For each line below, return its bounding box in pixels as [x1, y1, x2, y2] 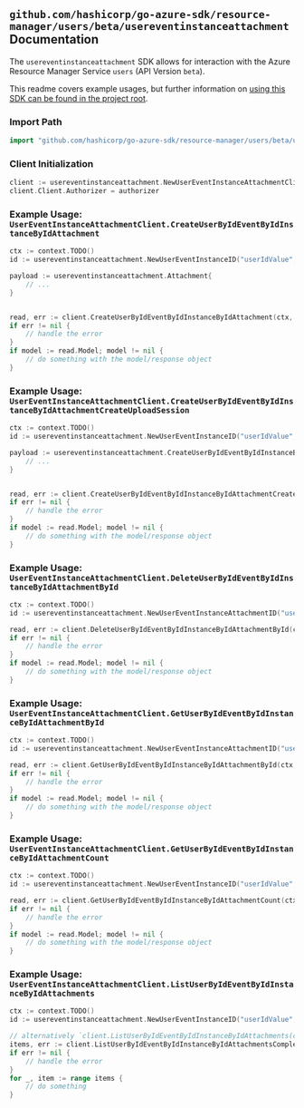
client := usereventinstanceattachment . [9, 178, 165, 188]
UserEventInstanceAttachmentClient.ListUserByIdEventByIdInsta [9, 979, 294, 990]
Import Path [9, 115, 62, 128]
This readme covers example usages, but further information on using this [9, 83, 286, 94]
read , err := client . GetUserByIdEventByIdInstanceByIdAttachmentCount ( [9, 896, 285, 906]
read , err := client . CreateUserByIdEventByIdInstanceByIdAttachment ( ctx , [9, 313, 294, 322]
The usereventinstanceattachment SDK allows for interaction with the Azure [9, 55, 291, 67]
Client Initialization [9, 157, 94, 170]
